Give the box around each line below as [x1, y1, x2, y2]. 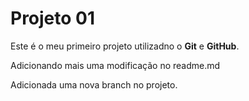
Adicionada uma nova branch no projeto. [10, 78, 178, 91]
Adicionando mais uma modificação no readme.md [10, 59, 221, 71]
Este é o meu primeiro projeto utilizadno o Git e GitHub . [10, 40, 240, 52]
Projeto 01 [10, 7, 96, 30]
